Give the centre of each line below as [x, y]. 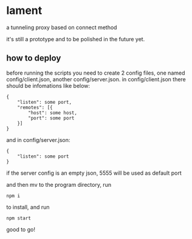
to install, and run [28, 207]
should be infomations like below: [48, 86]
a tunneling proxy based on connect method [62, 27]
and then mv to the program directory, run [59, 184]
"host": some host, [53, 113]
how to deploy [34, 58]
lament [24, 11]
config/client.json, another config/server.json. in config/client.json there [96, 79]
